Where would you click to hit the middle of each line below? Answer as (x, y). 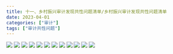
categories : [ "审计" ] (33, 23)
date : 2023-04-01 (28, 17)
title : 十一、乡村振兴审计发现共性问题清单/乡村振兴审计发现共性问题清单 (86, 12)
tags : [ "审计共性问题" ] (33, 28)
